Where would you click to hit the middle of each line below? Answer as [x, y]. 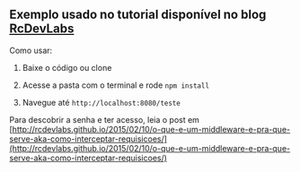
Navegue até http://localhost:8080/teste [101, 102]
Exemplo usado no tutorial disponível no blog [138, 15]
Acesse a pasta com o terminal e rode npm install [115, 85]
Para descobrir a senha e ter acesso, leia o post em [105, 119]
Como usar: [31, 50]
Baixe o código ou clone [67, 67]
